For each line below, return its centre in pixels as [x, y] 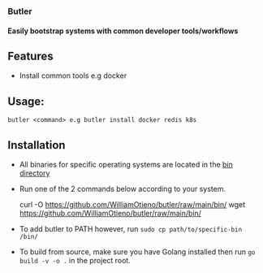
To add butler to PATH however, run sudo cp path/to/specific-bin [131, 228]
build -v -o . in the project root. [75, 260]
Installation [37, 145]
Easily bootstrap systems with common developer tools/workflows [123, 31]
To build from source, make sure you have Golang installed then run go [137, 251]
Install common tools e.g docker [73, 76]
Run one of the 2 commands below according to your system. [123, 188]
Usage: [26, 101]
